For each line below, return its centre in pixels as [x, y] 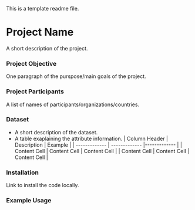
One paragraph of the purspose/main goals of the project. [76, 76]
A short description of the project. [47, 48]
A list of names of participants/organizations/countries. [73, 104]
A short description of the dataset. [56, 132]
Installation [23, 172]
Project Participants [35, 92]
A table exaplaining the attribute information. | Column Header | [91, 138]
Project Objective [31, 63]
